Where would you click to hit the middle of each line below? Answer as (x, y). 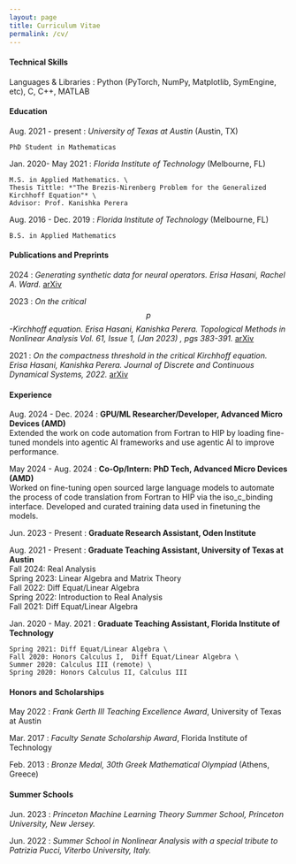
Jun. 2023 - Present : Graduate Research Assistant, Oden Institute (133, 533)
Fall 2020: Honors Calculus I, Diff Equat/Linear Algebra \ (124, 657)
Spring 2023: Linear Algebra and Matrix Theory (95, 578)
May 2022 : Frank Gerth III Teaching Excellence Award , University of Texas (145, 712)
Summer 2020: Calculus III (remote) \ (80, 665)
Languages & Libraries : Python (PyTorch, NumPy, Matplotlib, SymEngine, (143, 81)
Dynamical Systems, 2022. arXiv (69, 374)
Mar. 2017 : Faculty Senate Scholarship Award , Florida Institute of (129, 738)
